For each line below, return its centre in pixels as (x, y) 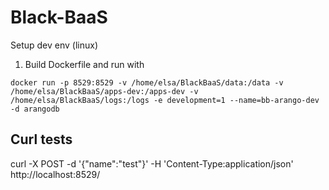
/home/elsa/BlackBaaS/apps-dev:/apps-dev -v (104, 91)
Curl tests (41, 139)
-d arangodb (35, 109)
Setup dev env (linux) (54, 45)
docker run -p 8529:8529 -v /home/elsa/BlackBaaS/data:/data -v (147, 82)
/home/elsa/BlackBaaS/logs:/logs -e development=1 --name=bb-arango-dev (165, 100)
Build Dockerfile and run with (84, 64)
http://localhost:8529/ (55, 174)
